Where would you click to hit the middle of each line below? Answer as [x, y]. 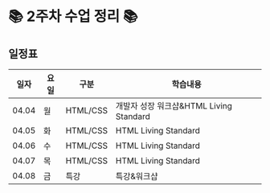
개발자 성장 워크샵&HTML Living [174, 106]
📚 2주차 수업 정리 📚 [73, 16]
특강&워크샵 [137, 176]
